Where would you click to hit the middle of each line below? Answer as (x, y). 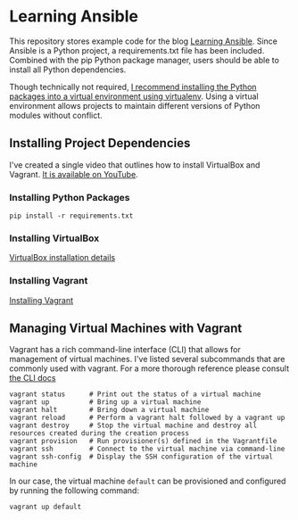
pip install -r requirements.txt (71, 216)
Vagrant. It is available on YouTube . (74, 174)
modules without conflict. (56, 115)
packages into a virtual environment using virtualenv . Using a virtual (134, 96)
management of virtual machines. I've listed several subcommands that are (147, 359)
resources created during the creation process (99, 433)
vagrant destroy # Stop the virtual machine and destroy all (133, 425)
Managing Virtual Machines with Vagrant (126, 329)
